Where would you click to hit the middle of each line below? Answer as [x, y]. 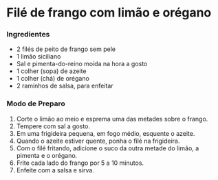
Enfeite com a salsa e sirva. [55, 170]
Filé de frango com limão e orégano [109, 13]
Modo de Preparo [36, 103]
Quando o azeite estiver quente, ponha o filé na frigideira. [98, 141]
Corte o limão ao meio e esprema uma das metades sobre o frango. [112, 119]
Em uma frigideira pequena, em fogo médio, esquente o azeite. [106, 133]
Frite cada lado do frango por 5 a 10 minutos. [80, 163]
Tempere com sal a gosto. [53, 126]
